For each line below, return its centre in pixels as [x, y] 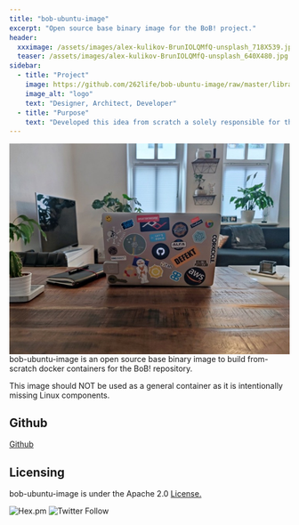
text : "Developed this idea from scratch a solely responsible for [153, 122]
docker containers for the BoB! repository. [116, 368]
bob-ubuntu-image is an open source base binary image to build [128, 359]
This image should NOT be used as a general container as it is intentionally [146, 385]
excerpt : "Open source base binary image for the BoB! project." [133, 28]
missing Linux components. [60, 395]
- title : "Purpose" [53, 113]
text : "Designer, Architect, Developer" [101, 103]
